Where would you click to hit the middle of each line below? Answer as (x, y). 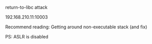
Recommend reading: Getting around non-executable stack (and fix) (76, 27)
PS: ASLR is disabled (27, 37)
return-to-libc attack (27, 7)
